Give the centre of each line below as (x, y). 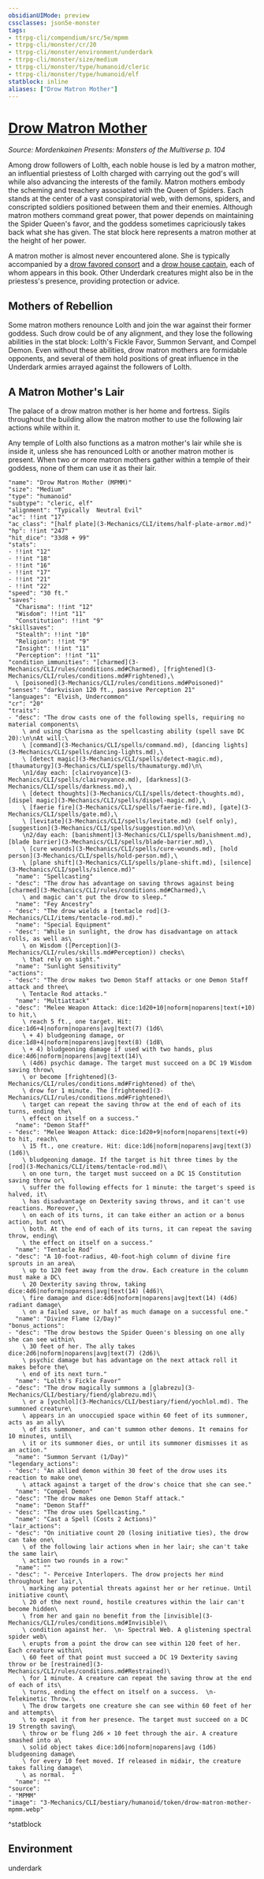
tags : (17, 30)
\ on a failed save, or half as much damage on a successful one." (135, 1312)
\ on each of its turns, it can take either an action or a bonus (134, 1215)
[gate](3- (236, 807)
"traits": (24, 710)
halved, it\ (28, 1194)
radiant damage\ (35, 1305)
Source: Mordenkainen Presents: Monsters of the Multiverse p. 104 (117, 150)
